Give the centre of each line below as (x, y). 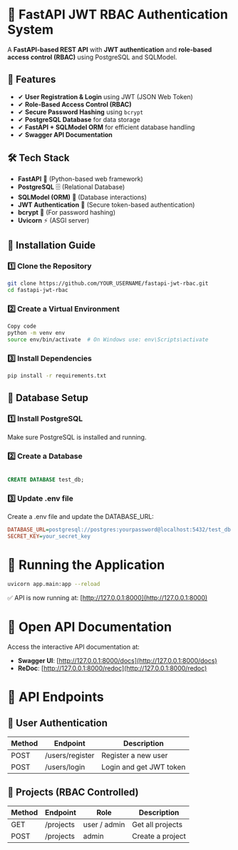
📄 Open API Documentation (90, 627)
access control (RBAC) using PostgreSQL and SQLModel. (92, 57)
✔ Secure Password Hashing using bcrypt (81, 112)
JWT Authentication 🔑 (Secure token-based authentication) (106, 204)
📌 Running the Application (86, 565)
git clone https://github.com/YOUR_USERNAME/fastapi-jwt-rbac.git (108, 284)
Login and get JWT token (144, 766)
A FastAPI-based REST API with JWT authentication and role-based (110, 49)
